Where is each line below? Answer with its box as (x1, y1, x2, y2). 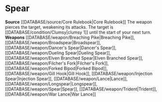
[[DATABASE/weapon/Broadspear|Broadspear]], (5, 39, 101, 45)
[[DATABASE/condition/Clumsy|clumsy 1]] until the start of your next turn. (5, 29, 151, 35)
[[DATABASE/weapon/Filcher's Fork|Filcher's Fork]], (5, 60, 109, 66)
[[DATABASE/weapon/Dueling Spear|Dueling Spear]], (5, 50, 111, 56)
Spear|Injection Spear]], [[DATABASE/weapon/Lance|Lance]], (5, 76, 128, 82)
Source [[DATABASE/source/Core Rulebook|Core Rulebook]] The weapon (5, 19, 152, 25)
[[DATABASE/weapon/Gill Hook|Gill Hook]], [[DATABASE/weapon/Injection (5, 70, 153, 76)
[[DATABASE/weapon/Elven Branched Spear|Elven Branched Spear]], (5, 55, 144, 61)
